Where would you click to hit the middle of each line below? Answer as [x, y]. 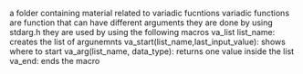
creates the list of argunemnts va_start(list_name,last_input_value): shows [147, 42]
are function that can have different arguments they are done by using [141, 23]
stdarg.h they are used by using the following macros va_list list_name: [142, 32]
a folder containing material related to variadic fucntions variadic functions [150, 13]
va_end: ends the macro [55, 61]
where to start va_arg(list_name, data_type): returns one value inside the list [152, 51]
